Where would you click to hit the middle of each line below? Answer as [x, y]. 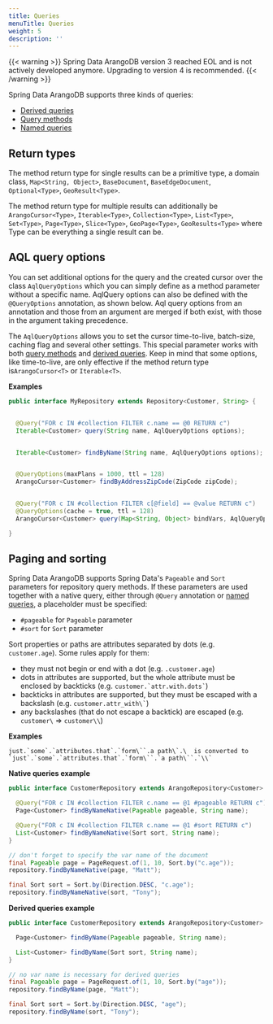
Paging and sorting [58, 559]
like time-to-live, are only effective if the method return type [109, 362]
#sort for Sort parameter [62, 629]
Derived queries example [52, 909]
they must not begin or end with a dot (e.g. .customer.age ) [117, 669]
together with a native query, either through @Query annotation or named [129, 595]
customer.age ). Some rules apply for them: [79, 653]
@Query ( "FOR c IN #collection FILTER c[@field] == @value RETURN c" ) [136, 504]
